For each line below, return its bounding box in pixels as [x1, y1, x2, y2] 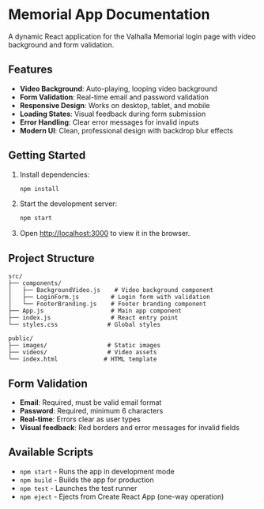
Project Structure [8, 251, 95, 265]
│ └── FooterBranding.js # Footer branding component [8, 300, 207, 309]
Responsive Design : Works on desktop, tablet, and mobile [19, 100, 210, 110]
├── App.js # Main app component [8, 307, 182, 315]
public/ [8, 335, 34, 342]
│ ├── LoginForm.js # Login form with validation [8, 294, 211, 301]
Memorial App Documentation [8, 6, 210, 24]
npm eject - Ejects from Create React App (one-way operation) [19, 492, 224, 501]
